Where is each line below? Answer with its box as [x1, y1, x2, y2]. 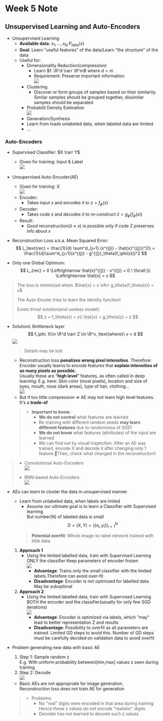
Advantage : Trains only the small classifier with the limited [34, 568, 152, 574]
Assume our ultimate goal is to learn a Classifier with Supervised [26, 503, 156, 509]
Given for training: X [19, 184, 60, 190]
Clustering [26, 84, 48, 89]
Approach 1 [19, 547, 43, 553]
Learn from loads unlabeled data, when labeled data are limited [26, 121, 153, 127]
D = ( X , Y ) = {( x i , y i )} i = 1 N [67, 521, 118, 529]
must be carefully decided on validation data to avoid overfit [34, 635, 155, 641]
